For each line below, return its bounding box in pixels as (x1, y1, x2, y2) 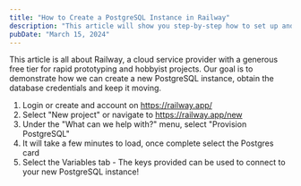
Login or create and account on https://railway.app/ (21, 100, 213, 111)
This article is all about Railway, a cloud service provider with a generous (9, 55, 279, 65)
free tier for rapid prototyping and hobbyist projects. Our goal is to (9, 63, 254, 74)
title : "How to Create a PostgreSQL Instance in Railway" (9, 13, 230, 22)
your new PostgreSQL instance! (21, 166, 140, 177)
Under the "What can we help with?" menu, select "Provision (21, 119, 247, 130)
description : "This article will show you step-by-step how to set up (9, 21, 279, 30)
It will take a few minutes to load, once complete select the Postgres (21, 138, 274, 148)
